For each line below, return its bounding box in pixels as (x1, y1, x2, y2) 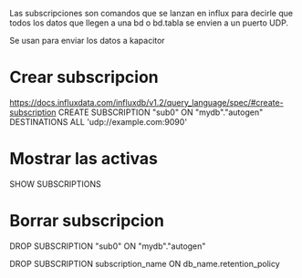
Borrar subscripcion (9, 211, 164, 232)
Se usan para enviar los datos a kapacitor (9, 36, 166, 46)
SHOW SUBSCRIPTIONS (9, 178, 102, 190)
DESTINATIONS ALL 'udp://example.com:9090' (9, 116, 188, 127)
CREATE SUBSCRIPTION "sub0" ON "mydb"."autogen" (57, 107, 264, 118)
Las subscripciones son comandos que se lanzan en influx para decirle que (9, 8, 294, 18)
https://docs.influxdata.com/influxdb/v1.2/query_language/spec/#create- (9, 97, 285, 108)
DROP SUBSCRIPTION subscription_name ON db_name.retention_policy (9, 258, 280, 269)
